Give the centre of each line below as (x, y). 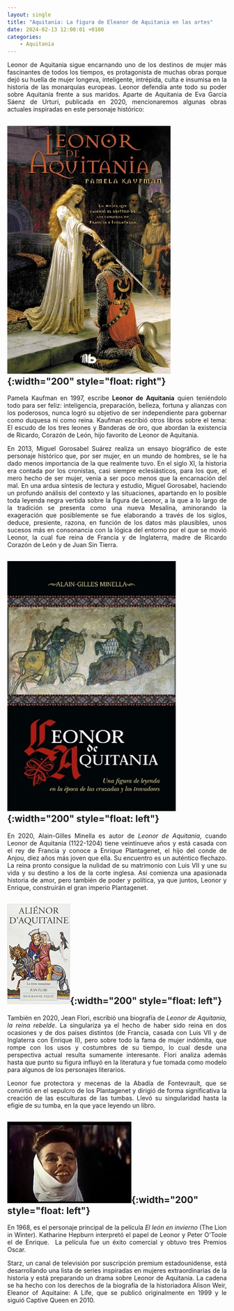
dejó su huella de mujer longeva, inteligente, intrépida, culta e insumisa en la (117, 79)
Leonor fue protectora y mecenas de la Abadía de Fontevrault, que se (117, 1083)
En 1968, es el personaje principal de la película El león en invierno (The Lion (117, 1227)
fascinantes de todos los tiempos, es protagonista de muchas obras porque (117, 72)
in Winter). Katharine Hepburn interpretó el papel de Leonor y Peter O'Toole (117, 1235)
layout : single (29, 15)
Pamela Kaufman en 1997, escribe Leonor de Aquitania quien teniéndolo (117, 398)
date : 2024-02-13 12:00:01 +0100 (56, 29)
